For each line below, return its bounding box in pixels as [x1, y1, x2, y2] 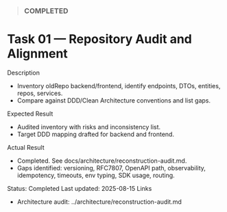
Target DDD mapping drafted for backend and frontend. [16, 130, 175, 138]
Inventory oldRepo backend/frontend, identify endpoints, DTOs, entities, [16, 81, 221, 90]
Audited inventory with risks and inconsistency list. [16, 122, 161, 131]
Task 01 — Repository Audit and [7, 31, 192, 47]
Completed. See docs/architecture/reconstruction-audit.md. [16, 157, 187, 165]
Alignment [7, 46, 69, 62]
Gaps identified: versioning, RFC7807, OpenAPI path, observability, [16, 163, 206, 172]
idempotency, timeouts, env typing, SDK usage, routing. [16, 171, 175, 179]
